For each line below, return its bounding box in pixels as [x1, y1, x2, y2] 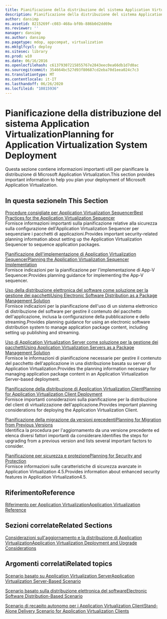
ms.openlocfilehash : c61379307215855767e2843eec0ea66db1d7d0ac [5, 63, 139, 68]
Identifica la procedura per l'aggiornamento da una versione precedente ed [5, 427, 160, 433]
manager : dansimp [5, 30, 41, 35]
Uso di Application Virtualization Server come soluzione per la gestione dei [5, 339, 159, 345]
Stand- [144, 603, 158, 609]
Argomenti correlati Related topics [5, 560, 113, 568]
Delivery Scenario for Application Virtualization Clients [18, 608, 129, 614]
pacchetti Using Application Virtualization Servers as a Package [5, 345, 134, 351]
